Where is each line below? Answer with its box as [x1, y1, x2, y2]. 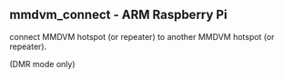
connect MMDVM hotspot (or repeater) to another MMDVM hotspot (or [9, 31, 275, 42]
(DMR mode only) [9, 58, 76, 69]
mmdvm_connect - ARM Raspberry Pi [9, 7, 228, 23]
